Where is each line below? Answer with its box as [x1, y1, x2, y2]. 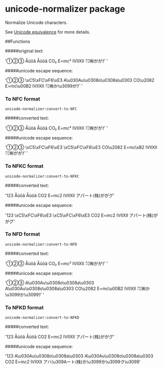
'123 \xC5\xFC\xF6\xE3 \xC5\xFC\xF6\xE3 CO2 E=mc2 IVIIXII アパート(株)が [5, 212, 158, 218]
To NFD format [5, 231, 40, 238]
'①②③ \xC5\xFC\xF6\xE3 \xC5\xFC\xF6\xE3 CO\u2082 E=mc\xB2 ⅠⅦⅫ [5, 144, 157, 150]
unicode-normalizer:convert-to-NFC [5, 106, 77, 112]
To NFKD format [5, 304, 44, 311]
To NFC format [5, 95, 40, 102]
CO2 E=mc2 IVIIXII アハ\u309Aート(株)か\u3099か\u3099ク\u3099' [5, 359, 141, 365]
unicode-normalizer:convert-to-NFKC [5, 174, 79, 179]
